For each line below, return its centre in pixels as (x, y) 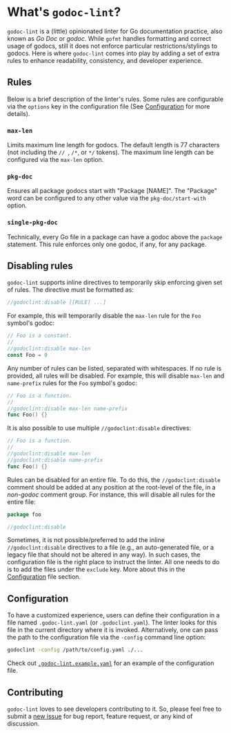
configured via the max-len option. (56, 160)
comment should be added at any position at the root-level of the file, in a (111, 487)
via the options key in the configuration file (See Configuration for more (109, 106)
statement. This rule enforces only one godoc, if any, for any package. (107, 244)
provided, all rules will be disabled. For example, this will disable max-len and (116, 375)
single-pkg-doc (33, 223)
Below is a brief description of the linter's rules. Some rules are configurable (115, 99)
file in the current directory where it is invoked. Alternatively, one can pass (113, 630)
